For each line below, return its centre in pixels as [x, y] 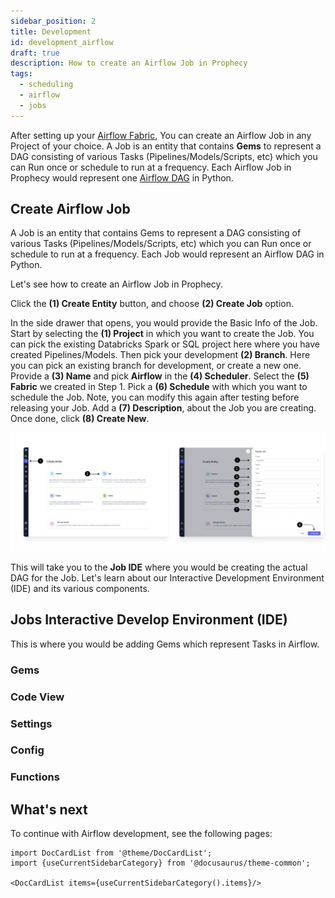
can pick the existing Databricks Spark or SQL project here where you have [165, 344]
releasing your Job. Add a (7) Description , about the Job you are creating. [163, 408]
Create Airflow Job [70, 209]
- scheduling [46, 85]
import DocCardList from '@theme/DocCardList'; [111, 853]
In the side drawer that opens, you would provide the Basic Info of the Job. [164, 323]
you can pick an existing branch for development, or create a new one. [156, 366]
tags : [21, 74]
